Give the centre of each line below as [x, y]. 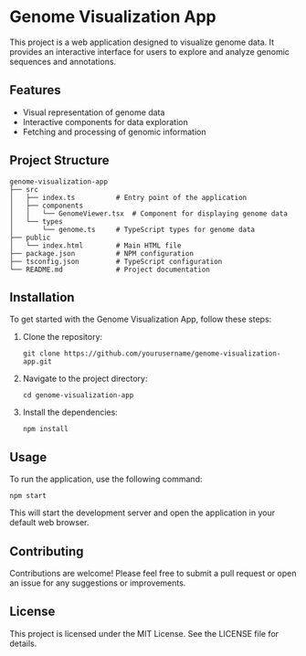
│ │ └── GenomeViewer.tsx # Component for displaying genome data [148, 213]
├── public [30, 238]
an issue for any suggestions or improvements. [98, 583]
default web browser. [49, 523]
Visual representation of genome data [94, 112]
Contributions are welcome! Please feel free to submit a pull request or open [153, 573]
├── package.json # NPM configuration [102, 253]
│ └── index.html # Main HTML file [95, 245]
